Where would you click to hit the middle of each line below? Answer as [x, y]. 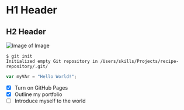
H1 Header [32, 10]
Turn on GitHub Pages [41, 87]
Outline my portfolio [38, 94]
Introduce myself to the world [50, 101]
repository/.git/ [27, 66]
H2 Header [26, 32]
